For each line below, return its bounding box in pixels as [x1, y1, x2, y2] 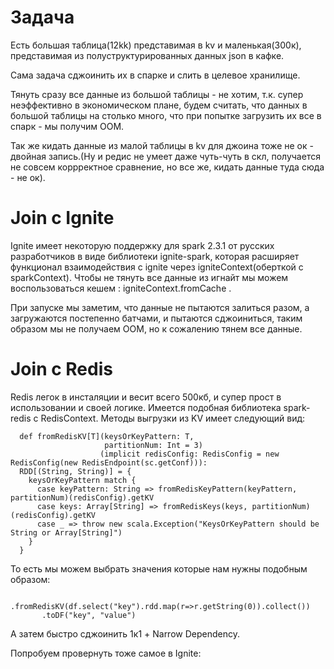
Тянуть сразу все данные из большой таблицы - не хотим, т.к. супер [10, 88, 304, 100]
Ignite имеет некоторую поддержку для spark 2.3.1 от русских [10, 239, 275, 251]
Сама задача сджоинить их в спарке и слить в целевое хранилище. [10, 69, 301, 81]
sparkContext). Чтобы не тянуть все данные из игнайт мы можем [10, 271, 289, 283]
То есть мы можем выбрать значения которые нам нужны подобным [10, 562, 308, 575]
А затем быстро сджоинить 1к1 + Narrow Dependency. [10, 627, 240, 640]
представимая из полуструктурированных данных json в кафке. [10, 49, 285, 61]
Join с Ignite [10, 207, 115, 230]
